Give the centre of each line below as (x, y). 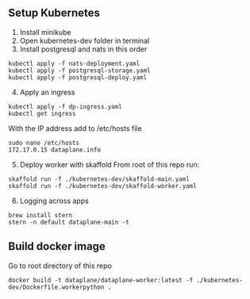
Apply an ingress (47, 92)
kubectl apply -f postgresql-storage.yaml (79, 71)
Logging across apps (54, 201)
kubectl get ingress (42, 113)
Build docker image (57, 246)
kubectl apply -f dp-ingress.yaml (65, 106)
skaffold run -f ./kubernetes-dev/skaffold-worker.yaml (102, 186)
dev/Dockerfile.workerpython (56, 287)
